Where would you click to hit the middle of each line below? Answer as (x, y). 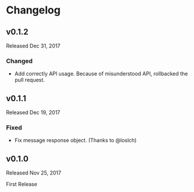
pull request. (30, 80)
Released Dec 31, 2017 (33, 46)
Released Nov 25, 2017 (34, 173)
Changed (20, 61)
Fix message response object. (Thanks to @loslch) (75, 140)
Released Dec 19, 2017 (33, 112)
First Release (22, 184)
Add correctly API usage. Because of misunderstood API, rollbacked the (101, 74)
